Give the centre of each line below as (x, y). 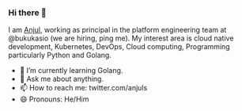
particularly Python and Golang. (60, 55)
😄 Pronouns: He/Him (54, 99)
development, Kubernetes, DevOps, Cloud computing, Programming (119, 47)
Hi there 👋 (28, 13)
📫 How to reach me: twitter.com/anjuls (83, 88)
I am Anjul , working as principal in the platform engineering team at (117, 30)
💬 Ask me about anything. (62, 79)
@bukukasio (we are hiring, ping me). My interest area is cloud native (121, 38)
